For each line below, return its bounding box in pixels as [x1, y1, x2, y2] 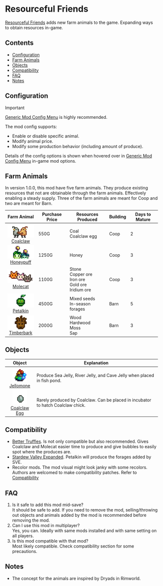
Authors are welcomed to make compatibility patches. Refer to [12, 470, 137, 475]
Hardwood [69, 320, 91, 326]
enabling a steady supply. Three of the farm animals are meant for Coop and [5, 195, 158, 201]
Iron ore [69, 276, 85, 282]
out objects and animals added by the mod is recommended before [12, 512, 147, 518]
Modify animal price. [12, 138, 53, 144]
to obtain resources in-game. [5, 24, 63, 30]
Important [5, 105, 25, 111]
